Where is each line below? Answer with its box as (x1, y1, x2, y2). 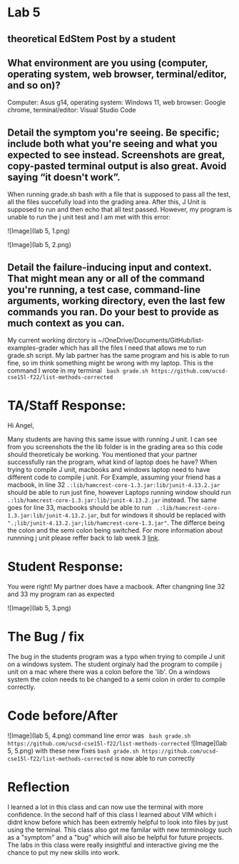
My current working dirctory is (7, 336, 97, 345)
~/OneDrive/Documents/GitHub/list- (98, 336, 205, 345)
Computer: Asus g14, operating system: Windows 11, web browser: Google (7, 98, 226, 107)
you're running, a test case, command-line (7, 283, 201, 296)
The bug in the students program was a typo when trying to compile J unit (7, 652, 225, 660)
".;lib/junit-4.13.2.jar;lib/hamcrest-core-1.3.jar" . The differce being (7, 518, 225, 527)
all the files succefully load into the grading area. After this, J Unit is (7, 198, 207, 206)
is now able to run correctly (114, 754, 195, 763)
